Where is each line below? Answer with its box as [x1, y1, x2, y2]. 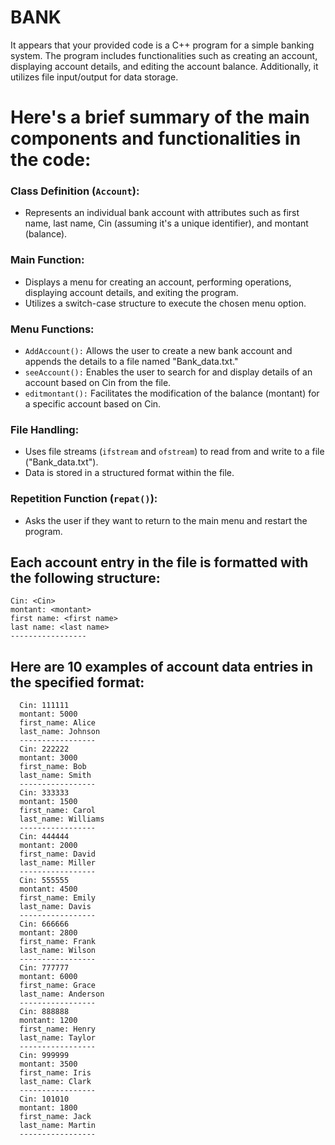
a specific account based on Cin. [24, 398, 162, 410]
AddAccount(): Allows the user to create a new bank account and [24, 345, 293, 357]
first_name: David [19, 849, 97, 860]
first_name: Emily [19, 893, 97, 903]
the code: [10, 149, 92, 171]
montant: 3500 [19, 1059, 78, 1070]
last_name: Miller [19, 858, 97, 868]
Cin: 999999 [19, 1051, 70, 1061]
